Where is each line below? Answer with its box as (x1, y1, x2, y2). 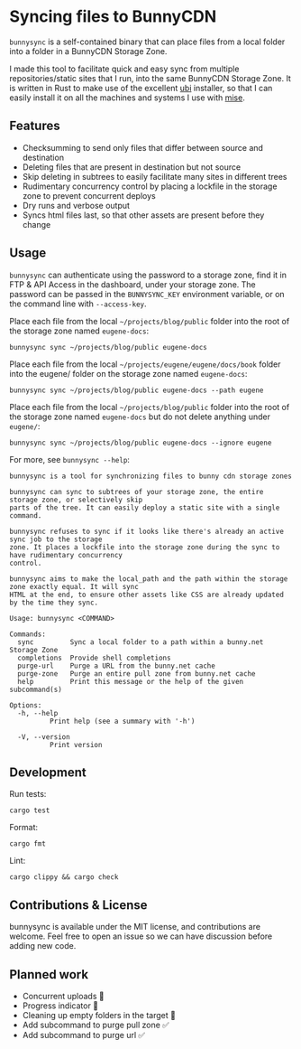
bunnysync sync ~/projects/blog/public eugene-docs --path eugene (9, 386, 264, 395)
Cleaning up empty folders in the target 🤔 (22, 1010, 176, 1020)
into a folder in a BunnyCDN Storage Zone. (9, 45, 168, 56)
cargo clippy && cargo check (9, 873, 119, 882)
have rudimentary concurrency (9, 550, 123, 559)
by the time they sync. (9, 598, 99, 607)
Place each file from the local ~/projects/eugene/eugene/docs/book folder (9, 359, 281, 370)
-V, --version (17, 732, 70, 742)
